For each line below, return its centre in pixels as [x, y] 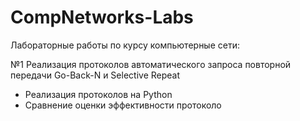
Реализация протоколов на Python [98, 94]
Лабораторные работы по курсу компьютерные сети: [125, 45]
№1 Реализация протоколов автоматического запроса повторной [151, 64]
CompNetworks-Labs [102, 17]
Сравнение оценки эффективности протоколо [123, 105]
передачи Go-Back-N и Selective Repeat [95, 75]
